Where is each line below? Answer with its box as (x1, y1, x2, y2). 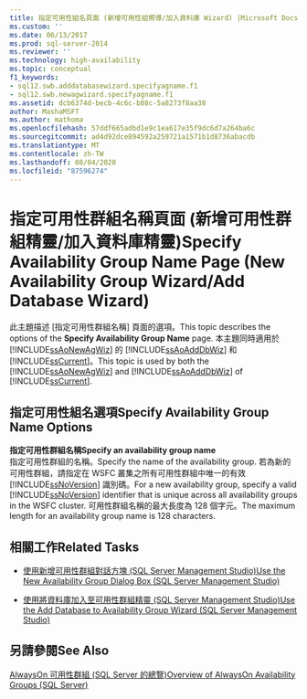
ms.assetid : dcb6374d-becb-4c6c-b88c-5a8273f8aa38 (9, 98, 206, 108)
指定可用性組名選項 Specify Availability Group (9, 404, 270, 420)
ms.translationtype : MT (9, 141, 101, 150)
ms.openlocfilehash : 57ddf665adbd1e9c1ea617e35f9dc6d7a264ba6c (9, 124, 256, 133)
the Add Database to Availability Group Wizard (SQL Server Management (22, 604, 298, 615)
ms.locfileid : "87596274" (9, 166, 108, 175)
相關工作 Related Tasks (9, 539, 140, 555)
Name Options (9, 419, 93, 435)
